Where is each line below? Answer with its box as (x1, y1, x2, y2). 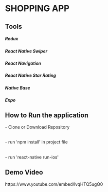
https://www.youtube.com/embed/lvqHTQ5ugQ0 (5, 181, 103, 187)
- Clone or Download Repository (5, 124, 70, 130)
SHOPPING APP (5, 3, 70, 14)
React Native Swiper (5, 48, 48, 54)
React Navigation (5, 60, 41, 66)
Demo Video (5, 168, 43, 176)
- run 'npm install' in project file (5, 139, 68, 145)
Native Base (5, 85, 31, 90)
